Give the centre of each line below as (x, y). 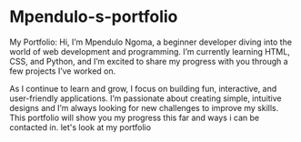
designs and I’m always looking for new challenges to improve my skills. (144, 107)
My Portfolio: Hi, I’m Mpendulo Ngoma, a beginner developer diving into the (151, 42)
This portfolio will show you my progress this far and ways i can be (135, 117)
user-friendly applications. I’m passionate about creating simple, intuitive (145, 98)
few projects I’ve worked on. (63, 71)
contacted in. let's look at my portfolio (80, 127)
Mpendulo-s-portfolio (94, 17)
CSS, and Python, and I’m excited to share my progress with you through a (149, 61)
